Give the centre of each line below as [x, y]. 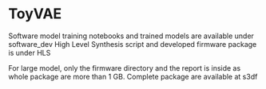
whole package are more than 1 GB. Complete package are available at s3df [133, 76]
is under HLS [30, 52]
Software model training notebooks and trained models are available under [131, 36]
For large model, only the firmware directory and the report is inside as [125, 68]
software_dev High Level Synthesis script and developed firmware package [133, 44]
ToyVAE [35, 14]
